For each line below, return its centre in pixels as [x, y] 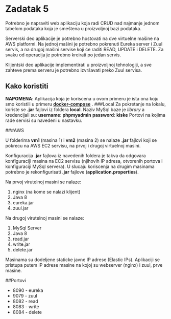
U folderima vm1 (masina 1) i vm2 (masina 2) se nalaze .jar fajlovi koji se [81, 140]
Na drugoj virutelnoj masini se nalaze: [45, 218]
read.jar [21, 239]
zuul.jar [21, 208]
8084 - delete [27, 312]
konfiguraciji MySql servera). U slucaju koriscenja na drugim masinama [80, 166]
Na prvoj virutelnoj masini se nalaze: [43, 182]
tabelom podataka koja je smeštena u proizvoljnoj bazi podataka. [74, 28]
